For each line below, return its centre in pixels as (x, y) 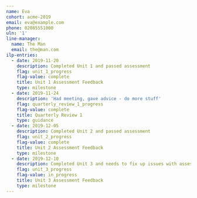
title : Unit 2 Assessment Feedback (60, 148)
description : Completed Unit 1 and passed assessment (84, 66)
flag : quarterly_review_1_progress (60, 104)
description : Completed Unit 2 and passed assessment (84, 132)
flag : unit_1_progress (44, 71)
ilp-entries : (22, 55)
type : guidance (35, 121)
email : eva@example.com (35, 22)
